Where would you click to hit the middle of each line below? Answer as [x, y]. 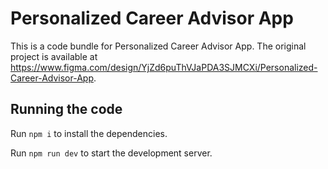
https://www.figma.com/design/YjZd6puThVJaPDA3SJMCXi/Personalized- [164, 67]
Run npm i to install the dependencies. [89, 133]
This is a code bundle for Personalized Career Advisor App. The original [158, 46]
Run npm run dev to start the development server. [111, 153]
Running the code [66, 109]
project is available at [54, 56]
